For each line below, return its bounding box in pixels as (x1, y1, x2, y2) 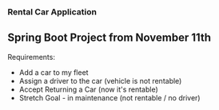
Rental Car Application (7, 6, 98, 18)
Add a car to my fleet (18, 67, 89, 77)
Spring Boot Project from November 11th (7, 31, 212, 45)
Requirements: (7, 52, 55, 61)
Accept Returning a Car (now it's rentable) (18, 84, 159, 94)
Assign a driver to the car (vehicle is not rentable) (18, 76, 182, 85)
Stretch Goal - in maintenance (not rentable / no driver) (18, 92, 201, 102)
